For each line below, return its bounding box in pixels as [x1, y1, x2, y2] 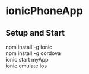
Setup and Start [5, 28, 65, 38]
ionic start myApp [5, 56, 49, 63]
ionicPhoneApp [5, 4, 84, 18]
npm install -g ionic [5, 43, 53, 50]
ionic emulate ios [5, 62, 47, 69]
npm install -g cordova [5, 50, 61, 57]
